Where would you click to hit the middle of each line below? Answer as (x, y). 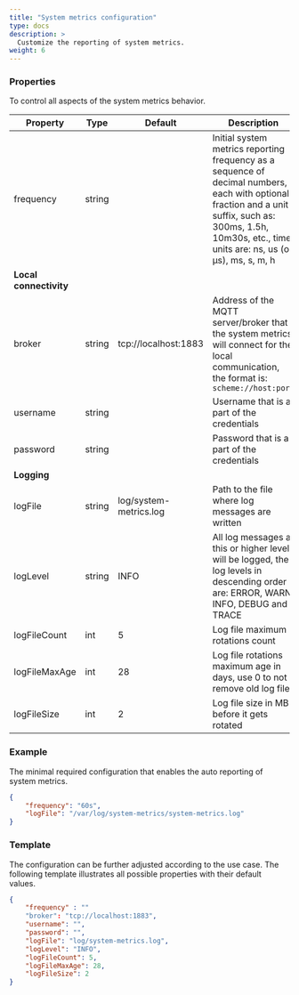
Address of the (243, 301)
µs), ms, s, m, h (244, 261)
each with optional (251, 194)
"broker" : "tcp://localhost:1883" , (91, 916)
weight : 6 (28, 51)
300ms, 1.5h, (241, 227)
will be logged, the (251, 560)
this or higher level (251, 548)
